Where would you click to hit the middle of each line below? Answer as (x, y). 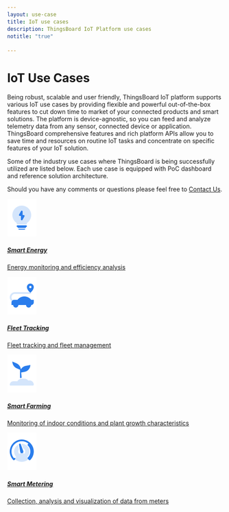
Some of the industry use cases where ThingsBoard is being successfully (111, 162)
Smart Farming (29, 406)
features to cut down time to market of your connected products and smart (113, 112)
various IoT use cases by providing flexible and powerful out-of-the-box (109, 105)
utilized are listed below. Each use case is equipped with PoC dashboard (109, 169)
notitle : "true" (30, 36)
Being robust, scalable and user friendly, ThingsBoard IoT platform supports (114, 97)
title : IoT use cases (38, 22)
